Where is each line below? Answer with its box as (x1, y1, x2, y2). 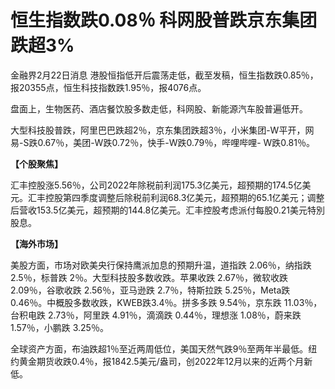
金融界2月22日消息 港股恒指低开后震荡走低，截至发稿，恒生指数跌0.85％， (10, 69, 319, 81)
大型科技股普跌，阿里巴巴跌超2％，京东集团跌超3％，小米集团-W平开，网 (10, 124, 315, 136)
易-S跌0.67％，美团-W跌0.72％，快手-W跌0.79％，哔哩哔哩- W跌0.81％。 (10, 136, 315, 148)
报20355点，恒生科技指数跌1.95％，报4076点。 (10, 81, 207, 93)
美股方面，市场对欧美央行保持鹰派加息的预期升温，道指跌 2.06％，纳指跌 (10, 259, 312, 271)
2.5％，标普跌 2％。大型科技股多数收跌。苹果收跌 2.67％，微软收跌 (10, 271, 288, 283)
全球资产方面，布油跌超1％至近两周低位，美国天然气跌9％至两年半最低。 (10, 342, 309, 355)
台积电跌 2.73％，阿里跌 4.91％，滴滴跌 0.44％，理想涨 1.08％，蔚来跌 (10, 309, 302, 321)
